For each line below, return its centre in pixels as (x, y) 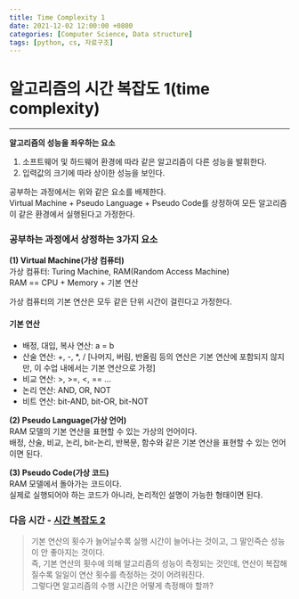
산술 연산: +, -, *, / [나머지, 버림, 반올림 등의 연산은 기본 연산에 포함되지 (145, 357)
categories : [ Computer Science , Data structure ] (101, 34)
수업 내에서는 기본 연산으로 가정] (99, 367)
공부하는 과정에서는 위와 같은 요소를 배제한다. (88, 192)
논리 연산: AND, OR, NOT (66, 390)
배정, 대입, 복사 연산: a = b (68, 345)
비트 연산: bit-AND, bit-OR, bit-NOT (85, 401)
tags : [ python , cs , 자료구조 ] (61, 42)
